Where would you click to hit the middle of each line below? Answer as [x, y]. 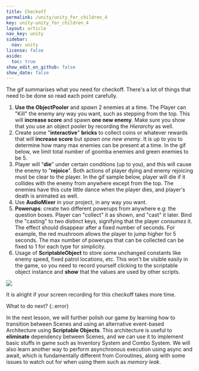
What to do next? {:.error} [38, 306]
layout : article [26, 28]
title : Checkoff [26, 12]
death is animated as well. [47, 196]
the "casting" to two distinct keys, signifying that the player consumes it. [103, 222]
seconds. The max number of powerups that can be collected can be [99, 240]
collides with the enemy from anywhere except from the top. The [94, 183]
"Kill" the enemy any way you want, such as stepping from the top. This [102, 114]
